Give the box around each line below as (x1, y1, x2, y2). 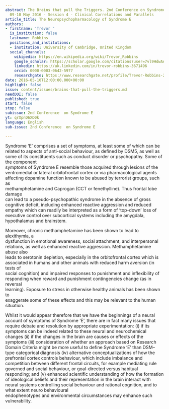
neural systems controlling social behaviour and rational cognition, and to (5, 381, 157, 388)
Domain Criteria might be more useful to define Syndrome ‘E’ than (5, 344, 142, 350)
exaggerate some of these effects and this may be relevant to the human (5, 297, 156, 303)
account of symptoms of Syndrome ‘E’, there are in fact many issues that (5, 317, 156, 323)
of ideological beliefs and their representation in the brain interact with (5, 376, 151, 382)
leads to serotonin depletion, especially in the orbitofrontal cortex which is (5, 254, 159, 260)
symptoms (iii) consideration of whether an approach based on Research (5, 338, 157, 345)
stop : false (5, 106, 30, 111)
